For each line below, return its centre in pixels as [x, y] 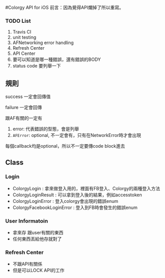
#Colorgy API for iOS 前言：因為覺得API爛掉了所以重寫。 [64, 7]
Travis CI [22, 32]
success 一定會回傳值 [28, 97]
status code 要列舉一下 [37, 66]
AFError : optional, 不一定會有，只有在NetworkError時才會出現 [77, 135]
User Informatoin [27, 221]
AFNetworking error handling [43, 43]
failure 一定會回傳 [24, 108]
